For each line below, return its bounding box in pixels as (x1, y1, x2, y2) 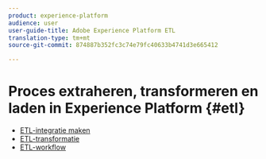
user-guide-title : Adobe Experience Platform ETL (8, 26, 176, 34)
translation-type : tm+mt (8, 33, 91, 42)
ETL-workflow (19, 142, 66, 152)
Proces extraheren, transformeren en (8, 83, 259, 100)
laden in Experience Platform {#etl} (8, 99, 245, 118)
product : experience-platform (8, 11, 109, 20)
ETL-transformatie (19, 134, 80, 144)
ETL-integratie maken (19, 126, 91, 135)
